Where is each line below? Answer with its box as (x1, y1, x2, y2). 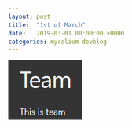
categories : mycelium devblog (8, 38, 108, 46)
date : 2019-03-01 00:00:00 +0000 (8, 29, 125, 37)
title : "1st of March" (8, 20, 86, 29)
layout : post (8, 13, 51, 20)
